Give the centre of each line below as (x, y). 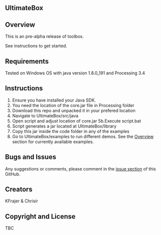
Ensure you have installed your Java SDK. (54, 100)
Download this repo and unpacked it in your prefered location (74, 110)
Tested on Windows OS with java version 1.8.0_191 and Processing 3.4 (75, 73)
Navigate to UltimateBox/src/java (45, 116)
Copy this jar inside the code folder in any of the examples (71, 131)
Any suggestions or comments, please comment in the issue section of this (80, 169)
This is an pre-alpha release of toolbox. (44, 37)
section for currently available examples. (53, 142)
